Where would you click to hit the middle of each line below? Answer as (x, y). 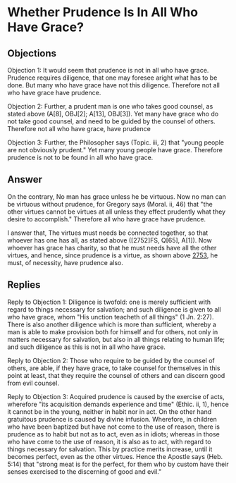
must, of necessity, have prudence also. (65, 262)
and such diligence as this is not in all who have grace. (86, 347)
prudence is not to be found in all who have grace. (80, 157)
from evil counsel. (33, 383)
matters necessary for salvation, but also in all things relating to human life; (116, 339)
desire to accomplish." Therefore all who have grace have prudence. (107, 219)
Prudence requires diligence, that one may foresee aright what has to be (112, 78)
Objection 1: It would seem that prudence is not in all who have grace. (108, 70)
